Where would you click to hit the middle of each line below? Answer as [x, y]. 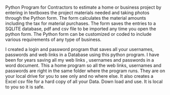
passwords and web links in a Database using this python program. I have [82, 55]
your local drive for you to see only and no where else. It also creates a [79, 76]
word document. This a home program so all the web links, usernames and [83, 65]
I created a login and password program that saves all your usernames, [79, 49]
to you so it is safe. [25, 87]
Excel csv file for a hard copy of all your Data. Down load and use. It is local [84, 81]
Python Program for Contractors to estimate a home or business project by [83, 7]
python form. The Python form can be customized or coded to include [78, 34]
